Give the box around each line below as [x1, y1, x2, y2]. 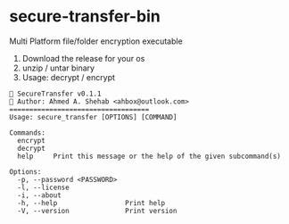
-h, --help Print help [17, 198, 166, 207]
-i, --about [17, 190, 62, 200]
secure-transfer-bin [9, 6, 161, 27]
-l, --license [17, 183, 70, 192]
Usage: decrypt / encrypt [21, 71, 116, 82]
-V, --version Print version [17, 206, 178, 215]
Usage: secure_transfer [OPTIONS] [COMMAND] [9, 112, 178, 121]
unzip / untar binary [21, 62, 95, 73]
